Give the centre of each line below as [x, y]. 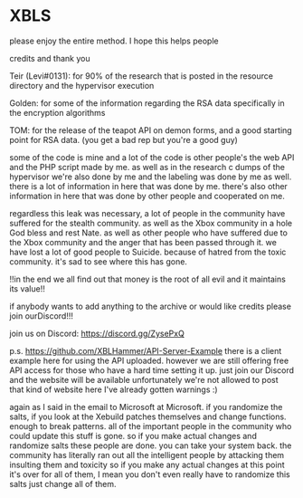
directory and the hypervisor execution [82, 85]
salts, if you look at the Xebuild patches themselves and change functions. [148, 417]
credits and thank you [50, 58]
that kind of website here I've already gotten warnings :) [114, 389]
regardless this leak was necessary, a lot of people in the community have [147, 213]
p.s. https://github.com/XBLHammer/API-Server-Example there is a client [146, 350]
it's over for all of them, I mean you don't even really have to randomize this [150, 474]
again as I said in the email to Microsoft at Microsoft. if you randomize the [146, 407]
